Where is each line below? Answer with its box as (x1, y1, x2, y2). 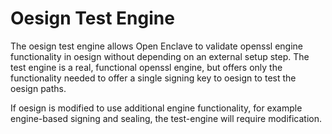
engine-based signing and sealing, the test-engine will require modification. (10, 112, 323, 124)
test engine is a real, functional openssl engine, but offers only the (10, 61, 283, 73)
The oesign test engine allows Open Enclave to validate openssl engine (10, 40, 304, 52)
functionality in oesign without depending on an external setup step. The (10, 50, 310, 62)
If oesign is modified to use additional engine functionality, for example (10, 102, 303, 114)
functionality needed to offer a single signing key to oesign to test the (10, 72, 297, 84)
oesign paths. (10, 82, 67, 94)
